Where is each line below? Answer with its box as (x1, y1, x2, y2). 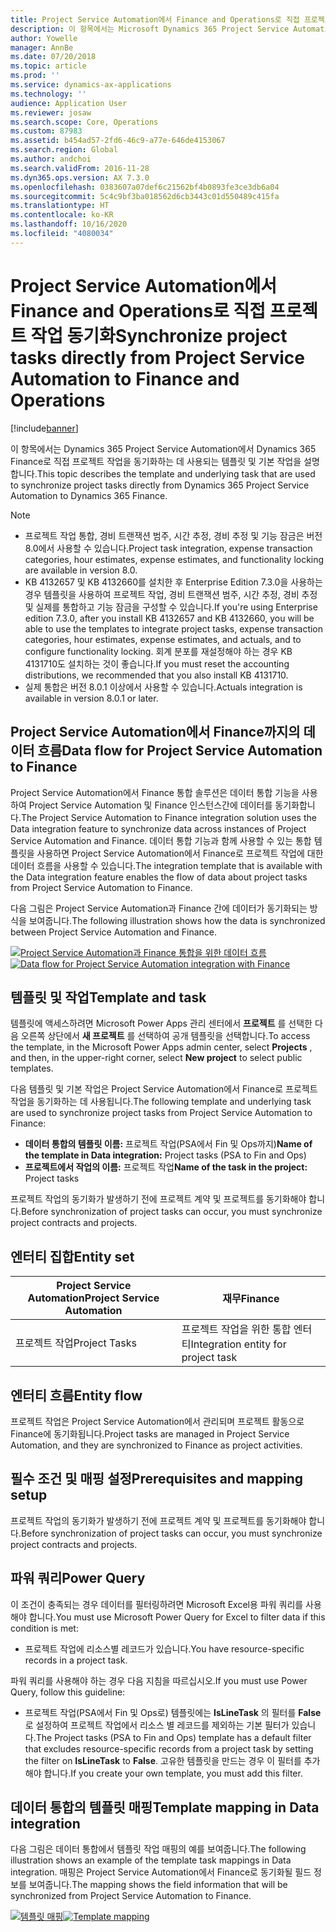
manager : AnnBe (10, 42, 74, 53)
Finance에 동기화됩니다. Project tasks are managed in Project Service (10, 1427, 290, 1440)
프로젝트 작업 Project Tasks (15, 1336, 137, 1350)
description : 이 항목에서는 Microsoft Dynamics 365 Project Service (10, 24, 290, 34)
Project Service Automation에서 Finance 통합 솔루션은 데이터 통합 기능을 (10, 786, 300, 798)
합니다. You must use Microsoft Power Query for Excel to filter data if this (28, 1611, 326, 1623)
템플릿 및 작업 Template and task (10, 989, 207, 1006)
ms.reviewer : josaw (10, 107, 92, 118)
